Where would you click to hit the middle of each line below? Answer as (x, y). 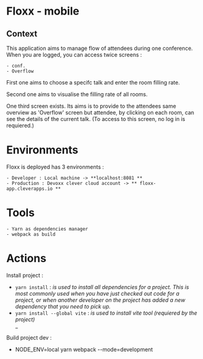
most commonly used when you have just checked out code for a (97, 293)
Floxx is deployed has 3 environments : (55, 167)
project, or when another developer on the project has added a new (100, 300)
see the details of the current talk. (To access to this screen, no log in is (96, 119)
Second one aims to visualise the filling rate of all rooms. (77, 94)
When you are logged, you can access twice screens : (74, 55)
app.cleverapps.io (29, 189)
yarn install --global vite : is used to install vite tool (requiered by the (106, 313)
